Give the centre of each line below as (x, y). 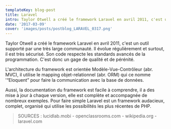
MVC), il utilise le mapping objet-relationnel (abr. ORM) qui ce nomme (78, 75)
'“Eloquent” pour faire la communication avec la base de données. (75, 80)
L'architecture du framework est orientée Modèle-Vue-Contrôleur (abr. (79, 70)
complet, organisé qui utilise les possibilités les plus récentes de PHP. (78, 106)
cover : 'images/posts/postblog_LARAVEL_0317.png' (59, 29)
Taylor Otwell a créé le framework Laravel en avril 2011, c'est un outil (77, 43)
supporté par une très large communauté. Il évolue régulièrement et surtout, (85, 49)
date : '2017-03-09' (26, 24)
